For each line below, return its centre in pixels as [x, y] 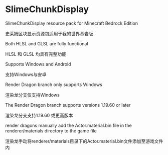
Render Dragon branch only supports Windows [54, 85]
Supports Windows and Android [38, 64]
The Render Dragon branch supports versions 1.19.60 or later [68, 105]
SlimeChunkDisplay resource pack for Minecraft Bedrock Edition [71, 23]
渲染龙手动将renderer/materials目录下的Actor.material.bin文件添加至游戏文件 [84, 141]
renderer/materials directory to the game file [51, 131]
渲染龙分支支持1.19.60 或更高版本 [39, 115]
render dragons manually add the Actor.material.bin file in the [68, 125]
